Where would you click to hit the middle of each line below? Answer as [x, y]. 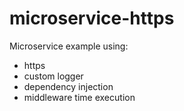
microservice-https [92, 18]
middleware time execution [79, 97]
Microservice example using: [69, 46]
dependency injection [68, 86]
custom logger [53, 76]
